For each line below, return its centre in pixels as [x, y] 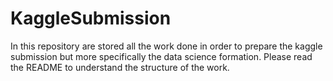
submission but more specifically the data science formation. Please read [161, 56]
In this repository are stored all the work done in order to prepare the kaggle [166, 46]
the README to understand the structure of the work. [120, 67]
